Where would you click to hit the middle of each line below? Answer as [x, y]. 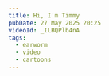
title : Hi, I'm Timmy [44, 15]
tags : [17, 38]
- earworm [31, 45]
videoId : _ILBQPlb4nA [44, 30]
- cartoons [33, 60]
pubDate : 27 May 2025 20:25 [55, 23]
